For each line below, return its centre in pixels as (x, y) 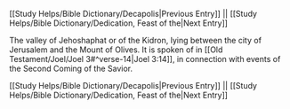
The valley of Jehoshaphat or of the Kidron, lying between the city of (136, 40)
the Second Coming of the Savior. (71, 68)
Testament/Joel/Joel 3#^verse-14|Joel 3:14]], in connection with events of (145, 59)
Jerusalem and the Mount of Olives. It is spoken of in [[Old (116, 50)
